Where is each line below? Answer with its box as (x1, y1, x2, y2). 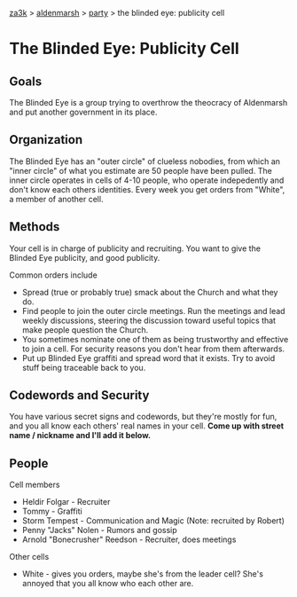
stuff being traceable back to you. (21, 362, 146, 373)
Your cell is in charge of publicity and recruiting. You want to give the (9, 243, 262, 254)
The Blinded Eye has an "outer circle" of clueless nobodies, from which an (9, 155, 281, 167)
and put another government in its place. (9, 106, 158, 117)
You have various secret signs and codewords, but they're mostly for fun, (9, 412, 277, 422)
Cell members (9, 479, 60, 491)
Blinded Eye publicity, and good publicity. (9, 252, 160, 263)
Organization (9, 132, 82, 147)
